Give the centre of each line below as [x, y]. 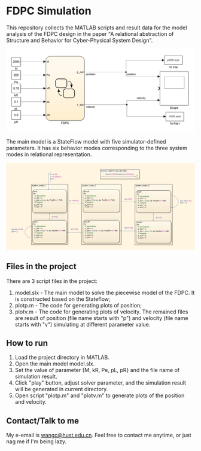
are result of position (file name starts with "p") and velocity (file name [101, 318]
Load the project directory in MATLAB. [62, 358]
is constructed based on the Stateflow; [63, 299]
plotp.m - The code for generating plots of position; [78, 305]
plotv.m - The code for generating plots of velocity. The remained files [101, 312]
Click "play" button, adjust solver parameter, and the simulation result [100, 383]
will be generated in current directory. [61, 389]
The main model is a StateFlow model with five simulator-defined [86, 141]
